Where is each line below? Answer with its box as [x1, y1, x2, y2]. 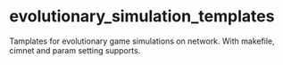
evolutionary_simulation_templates [9, 6, 275, 27]
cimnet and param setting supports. [9, 45, 141, 55]
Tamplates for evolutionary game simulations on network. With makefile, [9, 36, 275, 46]
